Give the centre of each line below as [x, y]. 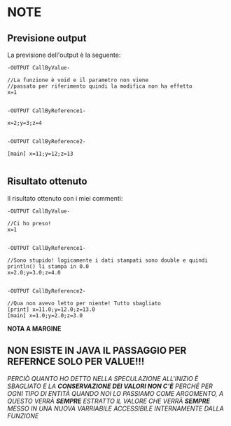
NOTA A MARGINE [34, 328]
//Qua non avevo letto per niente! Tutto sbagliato [84, 303]
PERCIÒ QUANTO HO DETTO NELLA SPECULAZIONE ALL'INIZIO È [103, 378]
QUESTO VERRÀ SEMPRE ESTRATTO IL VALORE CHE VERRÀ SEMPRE [109, 401]
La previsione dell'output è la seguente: [64, 55]
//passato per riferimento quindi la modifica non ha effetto [100, 86]
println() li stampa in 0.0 [48, 266]
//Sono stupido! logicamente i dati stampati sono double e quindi [108, 260]
